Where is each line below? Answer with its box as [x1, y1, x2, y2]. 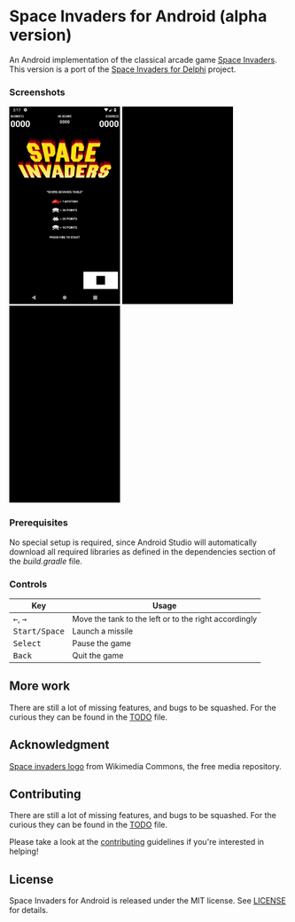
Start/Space [12, 626, 65, 636]
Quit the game [72, 650, 124, 661]
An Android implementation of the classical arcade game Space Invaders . [9, 54, 277, 65]
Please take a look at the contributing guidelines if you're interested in [9, 837, 264, 847]
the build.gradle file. [9, 556, 82, 566]
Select [12, 639, 42, 649]
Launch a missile [72, 626, 134, 636]
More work [9, 679, 71, 694]
